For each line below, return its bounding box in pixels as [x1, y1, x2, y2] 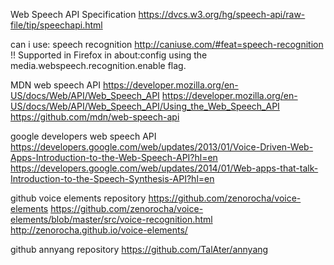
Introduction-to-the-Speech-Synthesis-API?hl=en [10, 173, 215, 184]
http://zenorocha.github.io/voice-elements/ [10, 224, 188, 236]
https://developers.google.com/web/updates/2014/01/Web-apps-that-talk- [10, 162, 319, 174]
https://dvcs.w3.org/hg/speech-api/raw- [138, 9, 306, 20]
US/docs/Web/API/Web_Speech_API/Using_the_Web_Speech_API [10, 100, 280, 112]
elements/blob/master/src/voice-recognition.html [10, 214, 213, 225]
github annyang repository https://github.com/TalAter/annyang [10, 244, 269, 255]
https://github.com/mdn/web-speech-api [10, 111, 180, 123]
